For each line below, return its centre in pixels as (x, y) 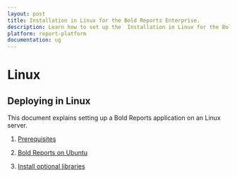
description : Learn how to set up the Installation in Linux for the (113, 27)
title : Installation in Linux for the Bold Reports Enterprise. (104, 20)
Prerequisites (37, 139)
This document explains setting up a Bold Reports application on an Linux (114, 118)
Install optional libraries (51, 166)
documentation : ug (34, 40)
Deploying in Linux (49, 100)
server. (18, 126)
